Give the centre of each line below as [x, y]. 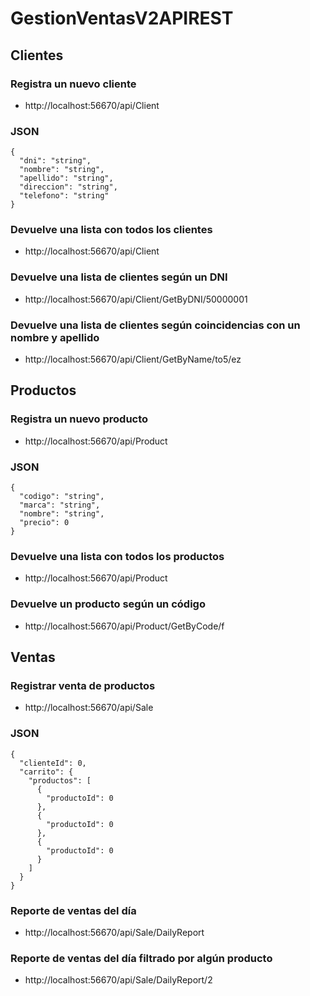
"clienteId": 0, [53, 763]
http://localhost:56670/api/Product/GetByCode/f [124, 626]
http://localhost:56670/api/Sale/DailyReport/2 [118, 980]
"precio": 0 [44, 523]
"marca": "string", [60, 505]
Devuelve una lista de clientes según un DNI [119, 277]
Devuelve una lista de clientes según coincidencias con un [155, 325]
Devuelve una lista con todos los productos [117, 556]
